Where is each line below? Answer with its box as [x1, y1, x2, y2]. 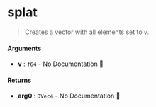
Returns [7, 76, 32, 84]
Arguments [7, 44, 42, 52]
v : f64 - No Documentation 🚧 [17, 60, 104, 68]
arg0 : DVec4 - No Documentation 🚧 [17, 91, 121, 100]
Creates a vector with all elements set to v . [24, 28, 150, 36]
